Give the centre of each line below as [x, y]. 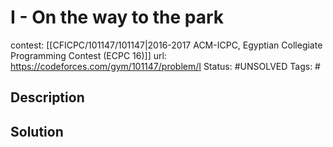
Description [47, 97]
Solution [37, 131]
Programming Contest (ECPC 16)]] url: [88, 55]
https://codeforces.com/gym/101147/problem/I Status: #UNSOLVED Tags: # [165, 66]
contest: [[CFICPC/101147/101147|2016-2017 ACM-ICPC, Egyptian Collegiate [166, 45]
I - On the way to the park [117, 17]
